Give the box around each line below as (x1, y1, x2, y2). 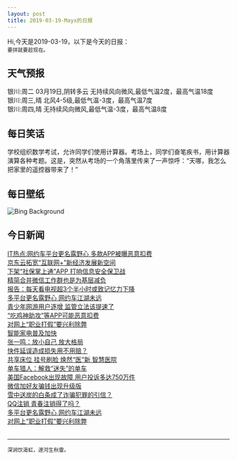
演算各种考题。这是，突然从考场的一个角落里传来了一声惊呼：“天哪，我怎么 (7, 157, 227, 165)
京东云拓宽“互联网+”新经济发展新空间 (7, 258, 116, 267)
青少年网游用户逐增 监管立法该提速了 (7, 302, 114, 310)
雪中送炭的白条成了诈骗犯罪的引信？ (7, 390, 113, 399)
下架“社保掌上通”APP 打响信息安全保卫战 (7, 267, 126, 275)
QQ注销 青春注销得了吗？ (7, 399, 81, 408)
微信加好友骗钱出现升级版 (7, 382, 82, 390)
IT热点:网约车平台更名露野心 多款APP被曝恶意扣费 (7, 249, 153, 258)
